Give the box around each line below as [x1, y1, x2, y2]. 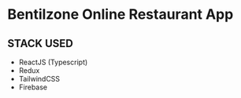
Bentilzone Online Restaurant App [7, 5, 234, 24]
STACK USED [7, 37, 74, 50]
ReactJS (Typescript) [18, 57, 88, 67]
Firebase [18, 82, 48, 92]
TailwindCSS [18, 74, 61, 83]
